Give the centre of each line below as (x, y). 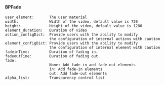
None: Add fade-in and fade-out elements (92, 65)
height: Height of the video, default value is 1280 (74, 26)
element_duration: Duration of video (46, 30)
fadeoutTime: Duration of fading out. (53, 56)
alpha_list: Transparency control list (55, 78)
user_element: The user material (46, 17)
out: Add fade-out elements (78, 74)
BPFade (13, 7)
